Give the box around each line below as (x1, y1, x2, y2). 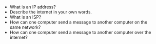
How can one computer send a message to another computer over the (9, 30, 151, 35)
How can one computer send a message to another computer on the (9, 19, 148, 25)
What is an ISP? (9, 14, 41, 20)
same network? (9, 24, 41, 30)
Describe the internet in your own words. (9, 9, 92, 15)
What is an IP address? (9, 4, 56, 10)
